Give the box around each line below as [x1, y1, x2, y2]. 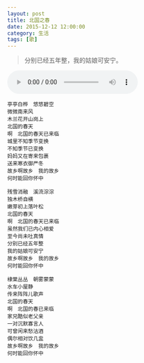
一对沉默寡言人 [7, 320, 44, 327]
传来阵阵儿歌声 [7, 291, 44, 298]
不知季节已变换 [7, 146, 44, 153]
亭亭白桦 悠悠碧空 [7, 101, 54, 108]
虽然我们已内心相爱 [7, 226, 54, 233]
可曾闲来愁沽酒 [7, 328, 44, 335]
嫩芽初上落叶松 [7, 203, 44, 210]
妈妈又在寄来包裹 [7, 153, 49, 160]
